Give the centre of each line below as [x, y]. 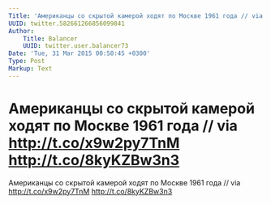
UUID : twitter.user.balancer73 [76, 46]
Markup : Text [30, 69]
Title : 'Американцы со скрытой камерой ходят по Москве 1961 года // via [136, 16]
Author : [22, 31]
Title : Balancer [51, 38]
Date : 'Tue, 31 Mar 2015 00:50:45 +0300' [80, 53]
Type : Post [27, 62]
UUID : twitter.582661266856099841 [67, 23]
